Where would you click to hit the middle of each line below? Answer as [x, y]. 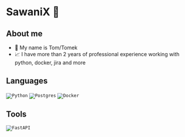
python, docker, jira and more [50, 63]
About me [24, 34]
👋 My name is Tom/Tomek [46, 47]
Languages [27, 81]
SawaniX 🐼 [33, 12]
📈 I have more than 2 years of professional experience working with [97, 54]
